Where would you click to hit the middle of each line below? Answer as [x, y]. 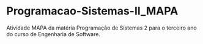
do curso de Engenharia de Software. [54, 34]
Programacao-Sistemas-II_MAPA [92, 11]
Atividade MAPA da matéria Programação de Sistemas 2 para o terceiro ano [102, 28]
